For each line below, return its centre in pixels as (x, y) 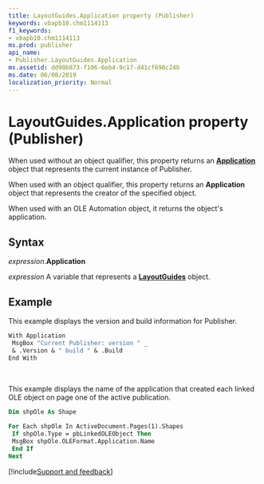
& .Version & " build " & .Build (67, 350)
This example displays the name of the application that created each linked (132, 388)
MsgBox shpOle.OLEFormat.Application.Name (83, 442)
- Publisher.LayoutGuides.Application (73, 61)
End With (23, 358)
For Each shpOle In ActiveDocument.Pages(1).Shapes (96, 427)
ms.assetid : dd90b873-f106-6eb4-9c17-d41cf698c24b (94, 68)
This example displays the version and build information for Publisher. (123, 321)
